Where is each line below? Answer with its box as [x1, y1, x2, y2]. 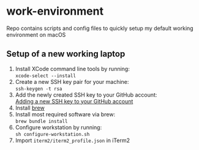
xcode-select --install [15, 72, 77, 79]
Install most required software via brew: [15, 110, 115, 118]
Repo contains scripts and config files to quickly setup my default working [6, 24, 194, 32]
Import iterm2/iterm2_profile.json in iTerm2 [15, 137, 130, 144]
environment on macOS [6, 31, 66, 38]
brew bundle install [15, 118, 68, 124]
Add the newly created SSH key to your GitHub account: [15, 91, 157, 99]
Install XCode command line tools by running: [15, 65, 130, 72]
